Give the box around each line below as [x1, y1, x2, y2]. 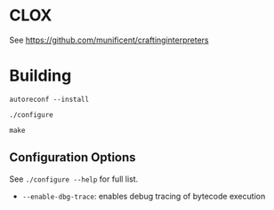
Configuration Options [9, 150, 136, 165]
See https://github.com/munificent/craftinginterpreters [9, 35, 209, 45]
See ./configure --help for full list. [9, 174, 139, 184]
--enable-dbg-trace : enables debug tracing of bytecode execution [21, 191, 266, 201]
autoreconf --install [9, 95, 90, 104]
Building [9, 66, 72, 86]
